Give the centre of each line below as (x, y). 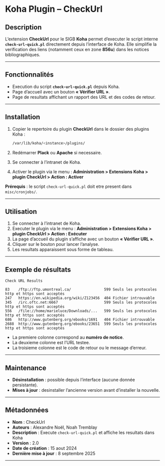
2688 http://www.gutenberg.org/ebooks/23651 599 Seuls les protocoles (81, 324)
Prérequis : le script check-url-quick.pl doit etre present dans (69, 186)
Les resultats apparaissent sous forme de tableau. (63, 250)
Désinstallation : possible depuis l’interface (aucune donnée (73, 379)
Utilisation (21, 212)
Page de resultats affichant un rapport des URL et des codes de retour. (84, 97)
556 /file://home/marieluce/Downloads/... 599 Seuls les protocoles (81, 311)
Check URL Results (24, 281)
